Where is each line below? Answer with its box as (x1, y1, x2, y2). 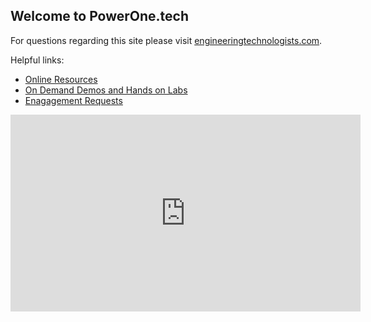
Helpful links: (10, 54, 65, 66)
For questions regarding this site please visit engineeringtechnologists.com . (10, 34, 323, 46)
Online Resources (24, 73, 98, 85)
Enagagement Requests (24, 94, 123, 106)
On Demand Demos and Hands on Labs (24, 84, 188, 96)
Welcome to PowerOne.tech (10, 8, 190, 25)
